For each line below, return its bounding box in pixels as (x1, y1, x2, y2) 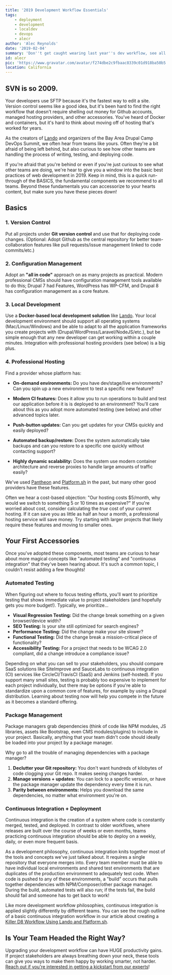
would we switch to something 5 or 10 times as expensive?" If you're (5, 500, 150, 506)
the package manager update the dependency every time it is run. (12, 781, 153, 787)
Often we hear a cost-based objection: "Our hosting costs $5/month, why (5, 494, 160, 501)
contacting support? (12, 448, 56, 454)
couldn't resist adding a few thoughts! (5, 566, 85, 573)
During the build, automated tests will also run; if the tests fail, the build (5, 887, 155, 893)
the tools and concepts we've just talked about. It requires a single (5, 854, 145, 860)
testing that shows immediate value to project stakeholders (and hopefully (5, 596, 162, 602)
